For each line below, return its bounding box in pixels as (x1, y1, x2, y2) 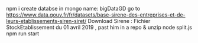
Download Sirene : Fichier (87, 18, 151, 24)
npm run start (6, 30, 40, 37)
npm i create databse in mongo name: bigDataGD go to (6, 5, 141, 12)
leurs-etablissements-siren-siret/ (6, 18, 87, 24)
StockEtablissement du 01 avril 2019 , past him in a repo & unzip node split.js (6, 24, 192, 31)
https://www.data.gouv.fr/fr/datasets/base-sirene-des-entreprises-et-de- (6, 11, 186, 18)
